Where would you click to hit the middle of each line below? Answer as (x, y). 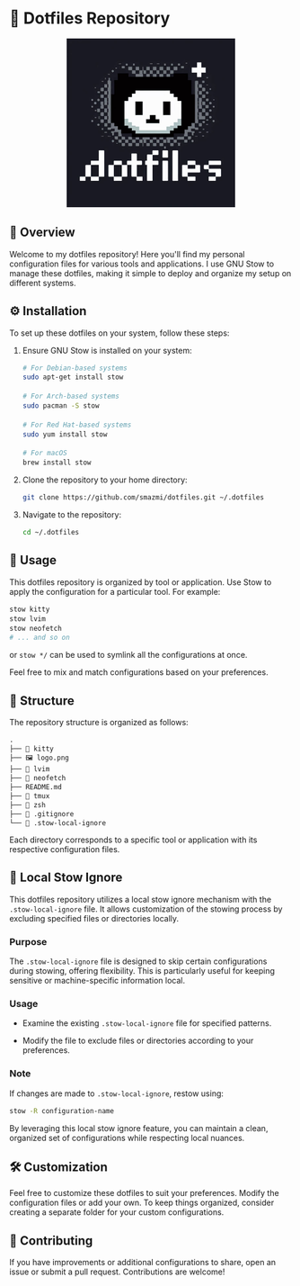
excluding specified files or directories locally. (94, 918)
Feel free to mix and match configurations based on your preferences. (139, 672)
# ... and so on (40, 638)
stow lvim (28, 619)
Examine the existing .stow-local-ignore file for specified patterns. (147, 1023)
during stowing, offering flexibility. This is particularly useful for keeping (142, 971)
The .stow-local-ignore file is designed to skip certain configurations (138, 961)
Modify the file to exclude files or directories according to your (138, 1041)
